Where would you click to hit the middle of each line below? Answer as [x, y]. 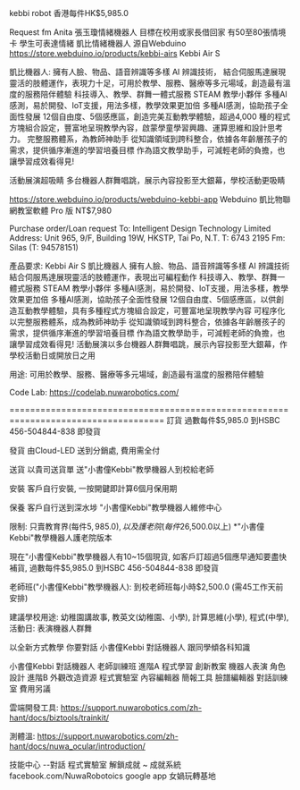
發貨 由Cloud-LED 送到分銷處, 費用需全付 [85, 450]
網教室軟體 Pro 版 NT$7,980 [61, 210]
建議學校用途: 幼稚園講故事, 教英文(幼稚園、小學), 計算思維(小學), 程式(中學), [149, 617]
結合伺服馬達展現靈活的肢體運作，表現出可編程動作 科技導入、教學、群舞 [143, 277]
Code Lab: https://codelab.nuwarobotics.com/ [94, 392]
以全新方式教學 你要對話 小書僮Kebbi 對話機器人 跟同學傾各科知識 [130, 647]
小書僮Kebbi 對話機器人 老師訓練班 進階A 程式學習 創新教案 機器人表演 [138, 666]
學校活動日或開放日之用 [52, 355]
